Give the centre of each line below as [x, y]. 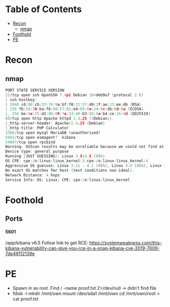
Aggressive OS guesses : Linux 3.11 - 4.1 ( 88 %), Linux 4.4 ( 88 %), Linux [83, 166]
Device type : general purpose [37, 151]
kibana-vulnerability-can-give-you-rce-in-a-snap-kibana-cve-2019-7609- [83, 248]
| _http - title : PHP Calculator [37, 128]
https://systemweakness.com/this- [125, 243]
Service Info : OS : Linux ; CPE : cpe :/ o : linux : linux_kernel [68, 180]
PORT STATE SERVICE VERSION [35, 90]
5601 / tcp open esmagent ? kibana [40, 137]
